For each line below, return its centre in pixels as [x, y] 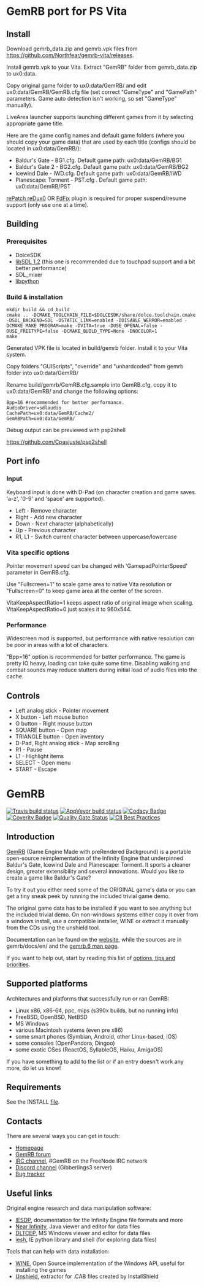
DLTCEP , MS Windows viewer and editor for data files [83, 1233]
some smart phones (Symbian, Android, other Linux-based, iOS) [96, 1036]
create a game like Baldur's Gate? [49, 877]
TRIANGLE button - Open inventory [59, 737]
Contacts [25, 1121]
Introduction [31, 837]
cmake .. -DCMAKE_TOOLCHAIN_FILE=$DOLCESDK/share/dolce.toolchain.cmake [101, 315]
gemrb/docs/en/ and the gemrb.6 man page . [63, 946]
